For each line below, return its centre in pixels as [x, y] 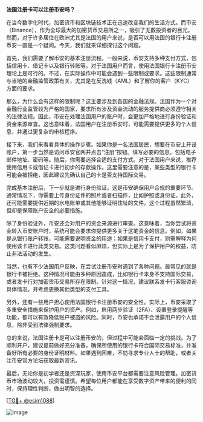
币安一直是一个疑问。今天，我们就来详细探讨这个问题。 [75, 45]
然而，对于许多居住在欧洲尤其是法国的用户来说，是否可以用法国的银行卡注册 [101, 38]
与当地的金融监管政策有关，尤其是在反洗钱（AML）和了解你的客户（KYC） [99, 81]
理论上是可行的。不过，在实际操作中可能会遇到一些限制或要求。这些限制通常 [101, 73]
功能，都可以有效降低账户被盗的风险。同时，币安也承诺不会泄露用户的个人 [99, 317]
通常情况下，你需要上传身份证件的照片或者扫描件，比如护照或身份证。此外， [101, 195]
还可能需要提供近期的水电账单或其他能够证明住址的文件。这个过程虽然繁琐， [101, 203]
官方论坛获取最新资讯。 [51, 360]
